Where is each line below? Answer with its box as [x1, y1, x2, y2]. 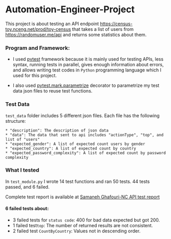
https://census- [99, 21, 133, 27]
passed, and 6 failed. [5, 183, 50, 190]
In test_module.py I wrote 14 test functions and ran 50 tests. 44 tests [5, 178, 150, 185]
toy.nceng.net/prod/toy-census [5, 26, 71, 32]
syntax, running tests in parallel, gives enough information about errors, [12, 62, 164, 68]
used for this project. [12, 72, 57, 79]
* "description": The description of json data [5, 127, 109, 133]
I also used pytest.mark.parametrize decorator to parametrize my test [12, 82, 160, 88]
